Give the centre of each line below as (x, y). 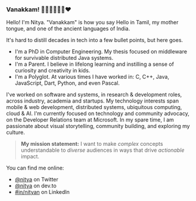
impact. (30, 157)
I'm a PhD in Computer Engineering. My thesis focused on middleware (101, 52)
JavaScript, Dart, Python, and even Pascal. (67, 83)
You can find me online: (35, 168)
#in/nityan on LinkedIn (42, 192)
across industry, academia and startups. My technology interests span (93, 101)
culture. (15, 132)
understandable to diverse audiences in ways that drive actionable (102, 150)
